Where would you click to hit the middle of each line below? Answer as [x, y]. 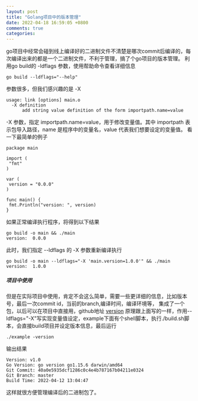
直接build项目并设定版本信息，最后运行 [69, 326]
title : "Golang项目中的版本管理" [44, 17]
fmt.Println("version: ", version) [52, 205]
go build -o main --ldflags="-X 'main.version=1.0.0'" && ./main [88, 261]
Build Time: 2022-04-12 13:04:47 [47, 381]
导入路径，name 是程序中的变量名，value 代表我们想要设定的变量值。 [101, 130]
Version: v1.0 [24, 360]
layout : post [22, 12]
